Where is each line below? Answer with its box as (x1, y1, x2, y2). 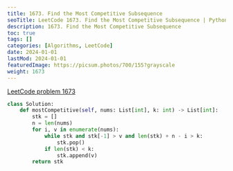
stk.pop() (56, 139, 85, 146)
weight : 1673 (7, 68, 45, 75)
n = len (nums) (32, 120, 73, 127)
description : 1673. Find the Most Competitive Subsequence (7, 23, 182, 30)
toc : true (7, 29, 36, 37)
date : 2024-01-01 (7, 49, 58, 56)
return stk (32, 159, 64, 165)
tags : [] (7, 36, 33, 43)
